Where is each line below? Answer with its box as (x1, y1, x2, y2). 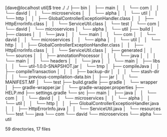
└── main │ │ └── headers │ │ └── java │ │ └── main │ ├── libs (5, 58, 160, 63)
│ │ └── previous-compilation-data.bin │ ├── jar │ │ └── (5, 74, 138, 79)
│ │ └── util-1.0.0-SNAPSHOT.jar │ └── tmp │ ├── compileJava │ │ (5, 63, 160, 69)
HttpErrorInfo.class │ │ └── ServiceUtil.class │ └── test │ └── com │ (5, 20, 160, 26)
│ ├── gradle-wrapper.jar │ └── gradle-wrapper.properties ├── (5, 84, 144, 90)
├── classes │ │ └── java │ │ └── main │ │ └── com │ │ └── (5, 31, 156, 37)
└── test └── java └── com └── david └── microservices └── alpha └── (5, 111, 162, 117)
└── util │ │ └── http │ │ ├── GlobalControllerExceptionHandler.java (5, 100, 159, 106)
